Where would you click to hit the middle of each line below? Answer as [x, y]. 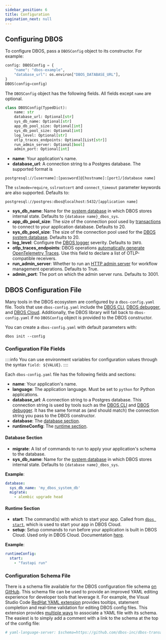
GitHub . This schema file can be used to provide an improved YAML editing [82, 592]
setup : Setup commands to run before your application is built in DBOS [84, 530]
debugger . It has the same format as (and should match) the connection [85, 410]
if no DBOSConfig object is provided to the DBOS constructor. [92, 318]
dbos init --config [25, 336]
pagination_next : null [28, 19]
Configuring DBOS [34, 39]
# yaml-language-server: [31, 633]
